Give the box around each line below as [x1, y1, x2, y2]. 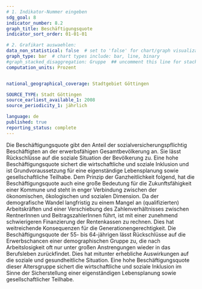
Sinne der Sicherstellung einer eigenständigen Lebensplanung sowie [6, 269, 176, 276]
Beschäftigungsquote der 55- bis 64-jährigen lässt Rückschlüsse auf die [6, 231, 186, 238]
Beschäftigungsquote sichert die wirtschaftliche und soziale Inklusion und [6, 160, 189, 167]
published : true [6, 119, 47, 125]
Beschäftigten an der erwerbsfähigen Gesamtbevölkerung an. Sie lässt [6, 148, 182, 155]
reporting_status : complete [6, 125, 77, 131]
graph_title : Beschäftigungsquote [6, 25, 93, 32]
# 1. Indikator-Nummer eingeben [6, 8, 87, 15]
